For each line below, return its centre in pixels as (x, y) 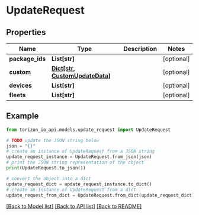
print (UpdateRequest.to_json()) (46, 168)
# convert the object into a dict (49, 178)
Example (23, 116)
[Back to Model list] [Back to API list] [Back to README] (74, 206)
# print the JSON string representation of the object (75, 163)
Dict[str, (63, 68)
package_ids (28, 59)
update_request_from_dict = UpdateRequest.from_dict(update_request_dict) (100, 195)
